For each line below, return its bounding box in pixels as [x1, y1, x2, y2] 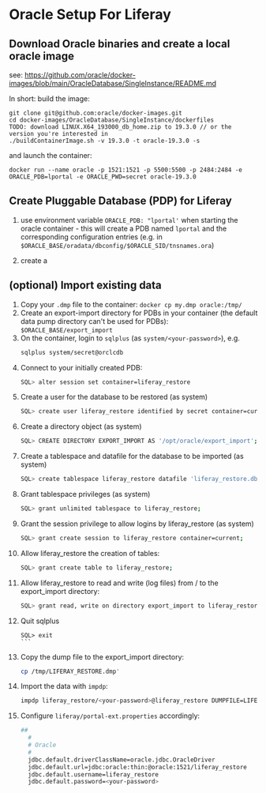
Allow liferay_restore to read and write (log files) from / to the [20, 578, 219, 588]
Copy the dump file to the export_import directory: [20, 652, 185, 661]
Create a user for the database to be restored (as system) [20, 393, 208, 402]
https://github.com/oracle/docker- [24, 70, 137, 80]
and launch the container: [9, 151, 92, 160]
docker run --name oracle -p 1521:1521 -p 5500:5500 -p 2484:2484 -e [9, 166, 243, 174]
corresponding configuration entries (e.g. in [20, 231, 163, 242]
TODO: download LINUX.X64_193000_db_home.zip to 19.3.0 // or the [9, 123, 232, 131]
